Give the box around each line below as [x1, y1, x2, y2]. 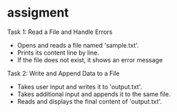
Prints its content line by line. [17, 48, 100, 57]
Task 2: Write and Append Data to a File [7, 69, 120, 77]
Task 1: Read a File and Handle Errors [7, 28, 113, 36]
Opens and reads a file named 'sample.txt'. [17, 41, 139, 49]
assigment [7, 5, 69, 21]
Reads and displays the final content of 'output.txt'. [17, 97, 162, 105]
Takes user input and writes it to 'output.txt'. [17, 82, 143, 91]
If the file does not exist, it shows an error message [17, 55, 163, 64]
